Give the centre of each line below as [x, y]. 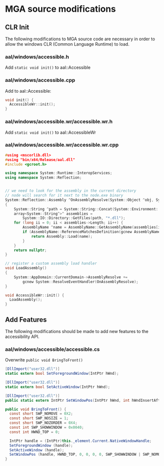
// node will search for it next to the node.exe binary [64, 195]
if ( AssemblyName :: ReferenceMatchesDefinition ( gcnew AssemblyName [92, 232]
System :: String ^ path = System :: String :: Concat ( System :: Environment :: [87, 209]
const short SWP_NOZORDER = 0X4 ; [43, 423]
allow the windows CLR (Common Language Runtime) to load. [67, 44]
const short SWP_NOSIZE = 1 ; [39, 418]
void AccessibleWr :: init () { [35, 295]
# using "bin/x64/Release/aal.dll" [40, 160]
